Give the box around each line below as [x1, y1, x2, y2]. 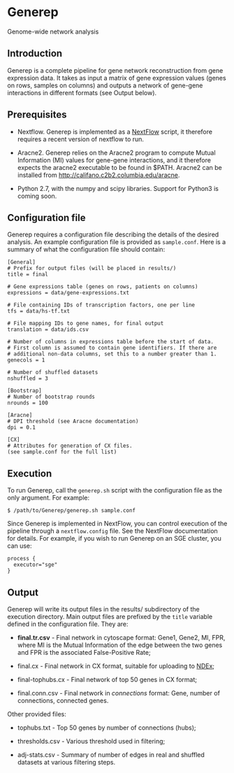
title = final [7, 271, 49, 278]
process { [7, 555, 36, 562]
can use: [7, 541, 33, 550]
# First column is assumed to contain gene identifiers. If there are [7, 344, 217, 352]
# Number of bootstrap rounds [7, 393, 96, 401]
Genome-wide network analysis [7, 27, 99, 36]
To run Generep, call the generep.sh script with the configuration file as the [7, 486, 222, 495]
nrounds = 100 [7, 399, 49, 406]
